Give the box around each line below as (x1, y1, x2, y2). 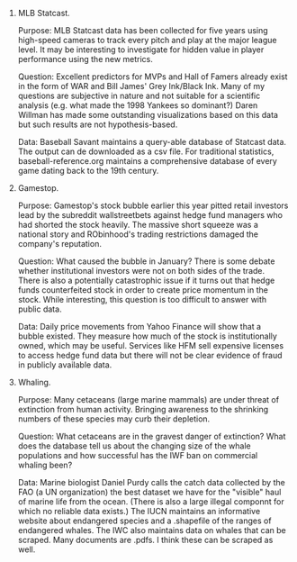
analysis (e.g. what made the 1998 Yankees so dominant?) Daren (17, 100, 258, 111)
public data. (17, 304, 62, 314)
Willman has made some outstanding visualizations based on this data (17, 110, 279, 120)
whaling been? (17, 459, 73, 470)
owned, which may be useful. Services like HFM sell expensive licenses (17, 340, 284, 350)
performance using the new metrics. (17, 54, 153, 64)
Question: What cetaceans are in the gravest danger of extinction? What (17, 431, 286, 441)
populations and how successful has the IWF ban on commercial (17, 450, 258, 460)
